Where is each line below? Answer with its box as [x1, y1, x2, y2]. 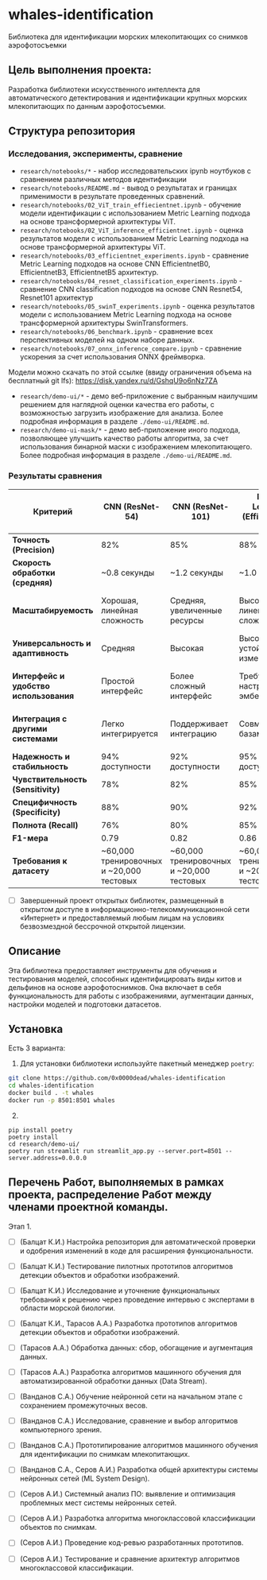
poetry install [8, 1133, 59, 1141]
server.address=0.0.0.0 [8, 1154, 87, 1162]
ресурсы [169, 615, 204, 626]
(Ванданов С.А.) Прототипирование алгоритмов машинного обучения [19, 1441, 258, 1450]
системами [12, 733, 58, 744]
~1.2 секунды [169, 567, 224, 578]
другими [12, 723, 48, 734]
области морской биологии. [19, 1302, 116, 1313]
